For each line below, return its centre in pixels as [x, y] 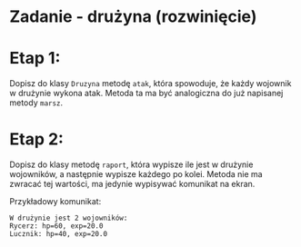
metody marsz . [36, 103]
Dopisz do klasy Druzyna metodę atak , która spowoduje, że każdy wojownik [150, 84]
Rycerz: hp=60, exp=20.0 [56, 226]
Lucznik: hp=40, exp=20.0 [58, 234]
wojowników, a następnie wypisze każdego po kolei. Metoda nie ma [136, 174]
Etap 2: [36, 139]
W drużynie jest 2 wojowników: [69, 218]
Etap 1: [35, 59]
